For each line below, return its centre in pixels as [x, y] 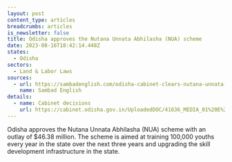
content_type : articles [41, 20]
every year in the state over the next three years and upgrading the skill [109, 144]
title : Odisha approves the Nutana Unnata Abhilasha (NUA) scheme [105, 39]
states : [18, 52]
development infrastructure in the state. [64, 151]
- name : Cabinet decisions [52, 103]
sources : [20, 78]
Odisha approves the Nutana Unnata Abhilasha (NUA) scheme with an [107, 129]
